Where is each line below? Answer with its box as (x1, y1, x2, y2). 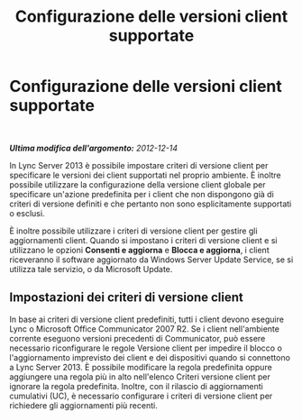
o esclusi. (9, 207, 45, 218)
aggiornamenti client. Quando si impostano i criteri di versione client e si (9, 234, 278, 245)
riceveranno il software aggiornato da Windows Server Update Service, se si (9, 254, 294, 265)
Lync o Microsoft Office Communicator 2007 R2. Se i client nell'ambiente (9, 323, 279, 334)
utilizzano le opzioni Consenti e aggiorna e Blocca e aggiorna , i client (9, 244, 270, 255)
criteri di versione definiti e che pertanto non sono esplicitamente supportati (9, 198, 292, 209)
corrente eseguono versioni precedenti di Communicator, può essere (9, 333, 266, 343)
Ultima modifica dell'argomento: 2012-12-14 (9, 142, 178, 153)
